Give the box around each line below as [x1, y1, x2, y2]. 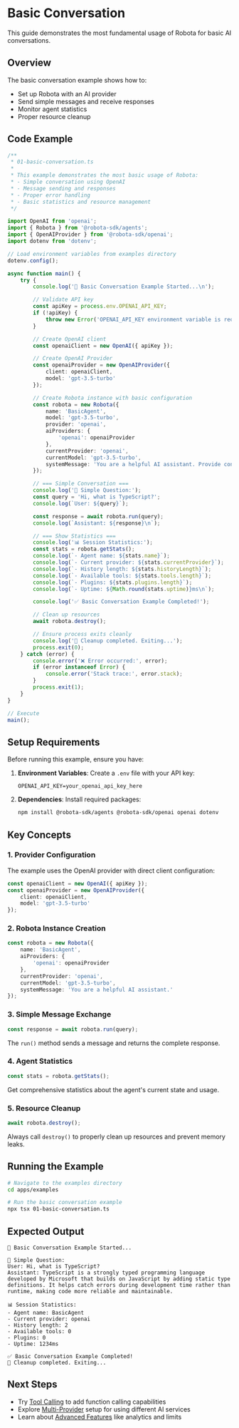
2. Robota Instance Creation [7, 923, 106, 933]
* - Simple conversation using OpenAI [10, 178, 126, 186]
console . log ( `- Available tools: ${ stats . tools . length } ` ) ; [33, 572, 212, 579]
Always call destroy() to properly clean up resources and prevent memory [7, 1132, 226, 1141]
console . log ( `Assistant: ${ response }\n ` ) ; [33, 519, 161, 527]
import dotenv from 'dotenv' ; [7, 237, 97, 245]
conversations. [7, 36, 51, 44]
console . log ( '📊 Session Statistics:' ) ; [33, 539, 154, 546]
